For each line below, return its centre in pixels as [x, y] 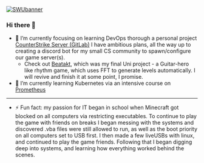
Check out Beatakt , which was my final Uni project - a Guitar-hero [107, 64]
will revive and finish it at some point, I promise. [84, 77]
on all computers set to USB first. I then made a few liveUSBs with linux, [105, 136]
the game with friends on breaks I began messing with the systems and [104, 123]
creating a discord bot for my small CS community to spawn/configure [103, 51]
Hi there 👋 [21, 25]
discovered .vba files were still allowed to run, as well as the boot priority [106, 129]
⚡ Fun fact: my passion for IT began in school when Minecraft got [97, 108]
